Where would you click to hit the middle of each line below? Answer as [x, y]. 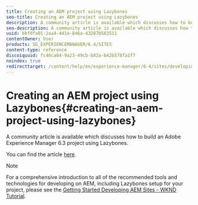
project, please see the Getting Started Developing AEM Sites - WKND [91, 190]
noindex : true [24, 61]
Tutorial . [16, 196]
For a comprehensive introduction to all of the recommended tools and [92, 177]
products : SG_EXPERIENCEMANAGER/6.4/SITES [59, 45]
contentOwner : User [30, 39]
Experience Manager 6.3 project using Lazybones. [67, 143]
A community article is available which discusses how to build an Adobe [94, 137]
